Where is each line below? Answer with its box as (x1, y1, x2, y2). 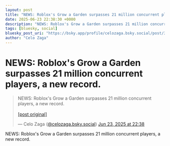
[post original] (17, 111, 47, 117)
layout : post (5, 7, 33, 13)
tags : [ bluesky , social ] (5, 26, 58, 31)
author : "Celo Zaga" (5, 36, 49, 41)
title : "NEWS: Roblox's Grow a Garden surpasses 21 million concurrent (5, 12, 159, 17)
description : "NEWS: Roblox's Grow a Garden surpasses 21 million (5, 21, 148, 27)
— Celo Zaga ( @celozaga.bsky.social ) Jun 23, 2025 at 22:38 (17, 121, 145, 127)
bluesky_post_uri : (5, 31, 44, 36)
